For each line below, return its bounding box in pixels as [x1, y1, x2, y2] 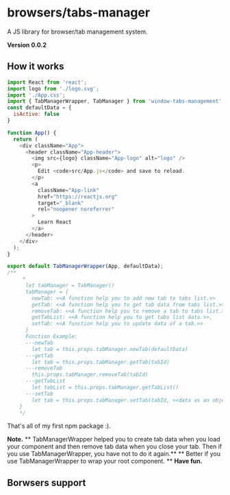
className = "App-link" [37, 186, 99, 193]
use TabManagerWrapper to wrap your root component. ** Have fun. [7, 457, 203, 466]
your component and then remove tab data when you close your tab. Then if [7, 442, 222, 450]
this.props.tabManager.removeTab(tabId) [31, 372, 149, 378]
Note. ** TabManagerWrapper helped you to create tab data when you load [7, 435, 220, 444]
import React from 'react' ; [7, 79, 88, 86]
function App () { [7, 129, 57, 136]
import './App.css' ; [7, 91, 66, 99]
